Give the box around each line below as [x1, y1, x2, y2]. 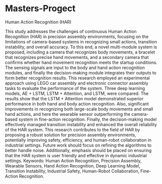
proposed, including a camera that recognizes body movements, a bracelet [5, 49, 155, 55]
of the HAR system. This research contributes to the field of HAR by [5, 127, 140, 132]
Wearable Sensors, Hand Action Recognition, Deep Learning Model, [5, 163, 141, 168]
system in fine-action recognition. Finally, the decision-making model [18, 116, 157, 122]
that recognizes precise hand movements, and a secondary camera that [5, 54, 149, 60]
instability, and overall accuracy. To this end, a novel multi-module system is [5, 44, 157, 50]
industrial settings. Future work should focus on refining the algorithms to [5, 142, 152, 148]
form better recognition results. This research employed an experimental [5, 75, 150, 81]
